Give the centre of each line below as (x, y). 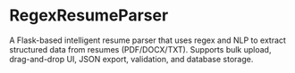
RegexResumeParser (89, 16)
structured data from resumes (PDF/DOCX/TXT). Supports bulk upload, (140, 49)
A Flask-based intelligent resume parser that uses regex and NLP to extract (147, 40)
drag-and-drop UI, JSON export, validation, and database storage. (131, 59)
